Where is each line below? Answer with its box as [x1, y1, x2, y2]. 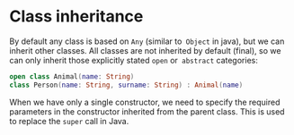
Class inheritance [9, 6, 144, 27]
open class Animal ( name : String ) [9, 72, 135, 81]
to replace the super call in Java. [9, 115, 129, 126]
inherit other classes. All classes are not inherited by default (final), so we [9, 45, 281, 55]
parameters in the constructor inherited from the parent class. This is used [9, 105, 285, 117]
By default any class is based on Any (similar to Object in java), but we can [9, 36, 285, 46]
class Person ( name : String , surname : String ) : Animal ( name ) [9, 80, 244, 89]
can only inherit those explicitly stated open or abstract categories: [9, 55, 258, 65]
